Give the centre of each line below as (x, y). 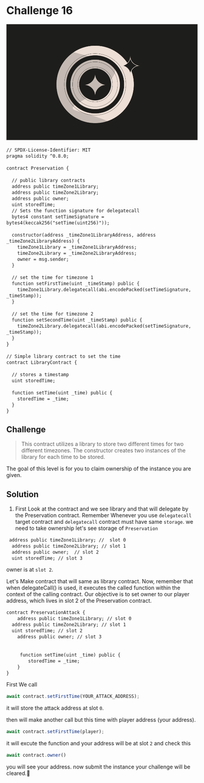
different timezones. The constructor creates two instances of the (104, 450)
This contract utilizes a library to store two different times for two (102, 444)
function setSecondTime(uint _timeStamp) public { (77, 320)
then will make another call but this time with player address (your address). (101, 720)
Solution (22, 494)
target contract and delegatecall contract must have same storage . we (104, 522)
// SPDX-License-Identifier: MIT (49, 150)
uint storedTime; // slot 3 (47, 558)
